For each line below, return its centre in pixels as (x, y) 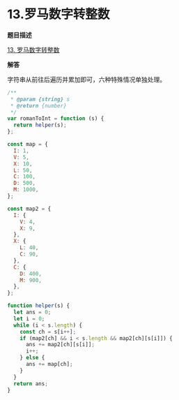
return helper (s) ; (40, 125)
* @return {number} (39, 105)
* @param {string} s (40, 99)
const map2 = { (29, 209)
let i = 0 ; (29, 318)
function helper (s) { (39, 306)
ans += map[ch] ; (49, 364)
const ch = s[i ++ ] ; (48, 332)
